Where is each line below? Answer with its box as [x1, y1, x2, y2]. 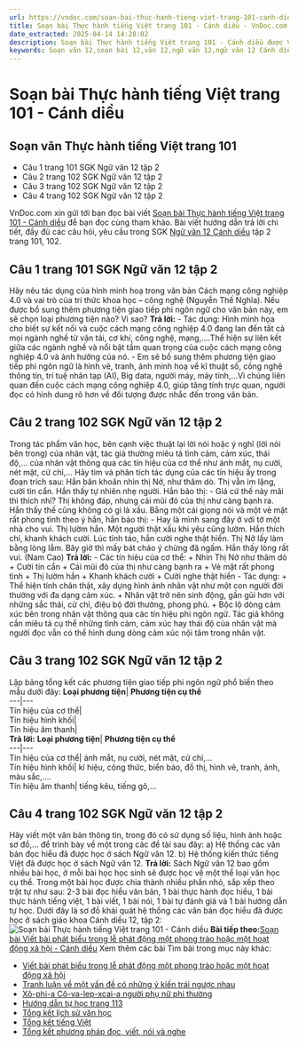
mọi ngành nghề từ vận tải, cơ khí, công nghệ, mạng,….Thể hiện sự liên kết [9, 332, 282, 343]
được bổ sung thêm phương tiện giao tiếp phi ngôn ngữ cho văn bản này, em [9, 304, 288, 315]
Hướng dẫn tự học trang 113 [21, 998, 123, 1009]
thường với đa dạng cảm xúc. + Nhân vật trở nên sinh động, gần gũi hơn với [9, 589, 286, 600]
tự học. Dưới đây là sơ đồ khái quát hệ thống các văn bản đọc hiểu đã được [9, 906, 284, 916]
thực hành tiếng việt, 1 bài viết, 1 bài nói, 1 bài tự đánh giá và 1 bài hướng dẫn [9, 896, 287, 906]
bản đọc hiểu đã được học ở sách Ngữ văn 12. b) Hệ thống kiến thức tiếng [9, 849, 279, 859]
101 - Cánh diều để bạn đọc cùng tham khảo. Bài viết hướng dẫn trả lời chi [9, 217, 278, 228]
